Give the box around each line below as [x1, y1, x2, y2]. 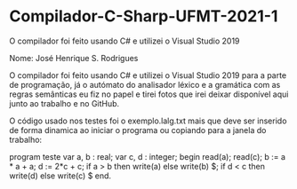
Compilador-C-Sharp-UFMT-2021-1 [9, 6, 278, 27]
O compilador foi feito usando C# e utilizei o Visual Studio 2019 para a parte [9, 69, 287, 81]
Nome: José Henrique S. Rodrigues [9, 52, 139, 63]
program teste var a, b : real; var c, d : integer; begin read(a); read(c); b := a [9, 151, 286, 161]
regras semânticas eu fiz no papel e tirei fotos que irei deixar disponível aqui [9, 89, 289, 99]
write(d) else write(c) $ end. [9, 170, 112, 181]
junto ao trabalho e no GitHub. [9, 98, 120, 108]
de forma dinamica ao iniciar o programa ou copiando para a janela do [9, 124, 267, 135]
